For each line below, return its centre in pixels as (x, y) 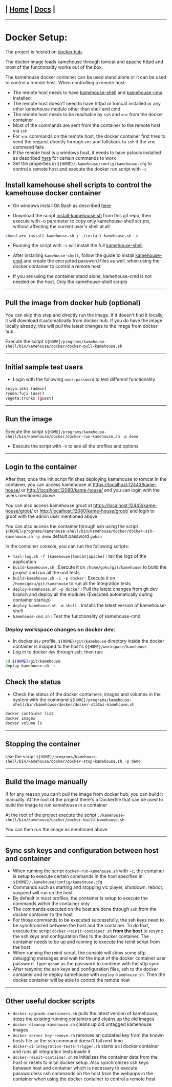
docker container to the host (43, 914)
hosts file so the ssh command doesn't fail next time (68, 1041)
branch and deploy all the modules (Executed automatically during (82, 594)
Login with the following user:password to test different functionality (84, 379)
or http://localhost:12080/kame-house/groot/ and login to (94, 511)
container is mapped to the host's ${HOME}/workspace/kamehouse (80, 646)
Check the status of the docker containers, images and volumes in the (87, 695)
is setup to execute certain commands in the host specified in (78, 876)
